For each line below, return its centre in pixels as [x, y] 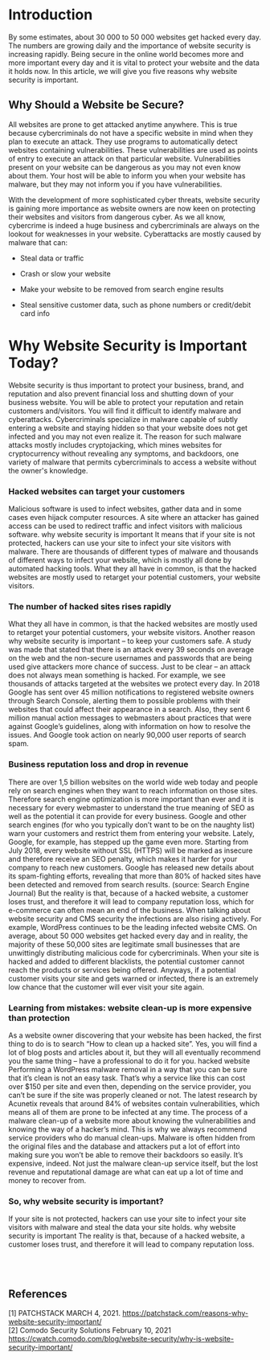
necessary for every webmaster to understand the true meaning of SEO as [131, 807]
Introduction [51, 15]
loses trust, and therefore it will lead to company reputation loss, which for [131, 901]
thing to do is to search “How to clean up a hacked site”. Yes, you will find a [133, 1043]
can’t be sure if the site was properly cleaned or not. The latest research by [133, 1095]
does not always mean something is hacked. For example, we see [117, 675]
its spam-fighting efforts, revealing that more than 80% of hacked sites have [135, 876]
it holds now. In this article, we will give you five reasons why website [123, 71]
